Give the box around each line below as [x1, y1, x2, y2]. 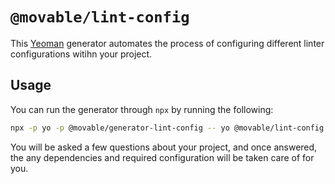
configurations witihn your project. [10, 48, 153, 60]
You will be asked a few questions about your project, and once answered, [10, 141, 318, 153]
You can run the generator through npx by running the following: [10, 103, 274, 115]
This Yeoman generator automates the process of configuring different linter [10, 37, 325, 49]
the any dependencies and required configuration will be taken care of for [10, 151, 315, 163]
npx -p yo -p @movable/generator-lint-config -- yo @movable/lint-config [10, 123, 325, 133]
